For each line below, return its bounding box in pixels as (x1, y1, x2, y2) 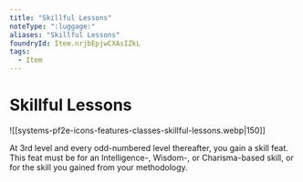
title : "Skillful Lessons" (9, 13, 112, 23)
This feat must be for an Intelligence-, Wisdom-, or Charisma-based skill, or (9, 152, 294, 163)
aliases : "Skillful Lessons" (9, 30, 120, 39)
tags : (9, 47, 30, 56)
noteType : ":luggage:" (9, 22, 96, 31)
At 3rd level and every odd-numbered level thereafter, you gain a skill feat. (9, 142, 289, 153)
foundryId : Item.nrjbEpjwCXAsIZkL (9, 38, 141, 48)
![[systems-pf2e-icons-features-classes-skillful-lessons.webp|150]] (9, 125, 266, 136)
